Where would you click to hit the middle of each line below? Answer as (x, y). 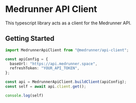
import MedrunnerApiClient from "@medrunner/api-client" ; (67, 50)
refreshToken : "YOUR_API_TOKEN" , (45, 68)
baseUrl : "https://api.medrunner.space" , (54, 64)
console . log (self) (24, 96)
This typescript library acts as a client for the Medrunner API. (68, 23)
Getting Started (30, 39)
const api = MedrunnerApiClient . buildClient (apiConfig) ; (66, 82)
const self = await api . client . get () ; (46, 87)
